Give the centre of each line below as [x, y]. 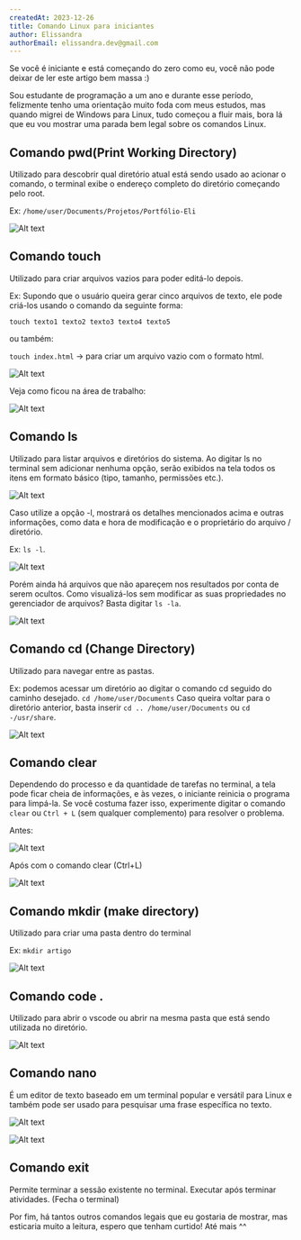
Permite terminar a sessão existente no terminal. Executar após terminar [143, 1190]
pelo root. [27, 194]
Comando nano [53, 1073]
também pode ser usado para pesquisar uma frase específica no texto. [141, 1104]
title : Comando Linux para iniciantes [82, 26]
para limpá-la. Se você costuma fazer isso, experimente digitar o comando [147, 804]
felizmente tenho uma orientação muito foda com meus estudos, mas [138, 105]
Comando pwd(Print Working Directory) [123, 153]
